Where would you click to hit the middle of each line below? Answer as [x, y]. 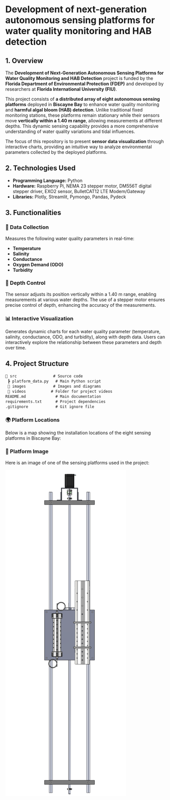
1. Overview [24, 60]
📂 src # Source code [44, 376]
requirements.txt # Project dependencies [55, 402]
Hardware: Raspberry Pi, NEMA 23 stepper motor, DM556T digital [82, 186]
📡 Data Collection [27, 227]
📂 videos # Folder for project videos [60, 391]
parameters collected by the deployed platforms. [56, 152]
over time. [16, 348]
